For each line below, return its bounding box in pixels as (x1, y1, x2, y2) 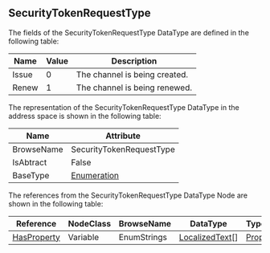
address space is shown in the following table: (8, 111, 162, 120)
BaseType (12, 169, 50, 181)
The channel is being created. (76, 68, 189, 80)
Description (111, 55, 157, 67)
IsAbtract (12, 157, 47, 168)
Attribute (105, 130, 141, 141)
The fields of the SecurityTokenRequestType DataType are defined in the (8, 27, 249, 37)
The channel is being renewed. (76, 82, 193, 93)
